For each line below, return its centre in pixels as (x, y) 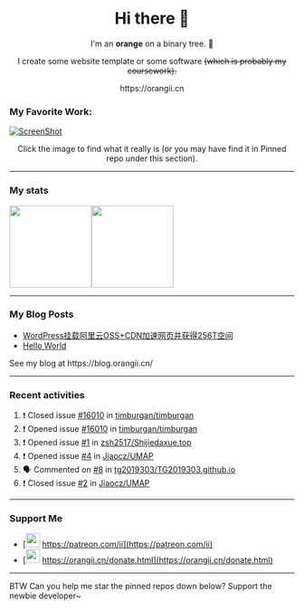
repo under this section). (152, 158)
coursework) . (152, 71)
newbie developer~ (45, 596)
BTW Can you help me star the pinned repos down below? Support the (141, 586)
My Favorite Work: (51, 111)
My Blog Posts (42, 314)
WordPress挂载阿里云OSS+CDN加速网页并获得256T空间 (128, 335)
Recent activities (47, 395)
